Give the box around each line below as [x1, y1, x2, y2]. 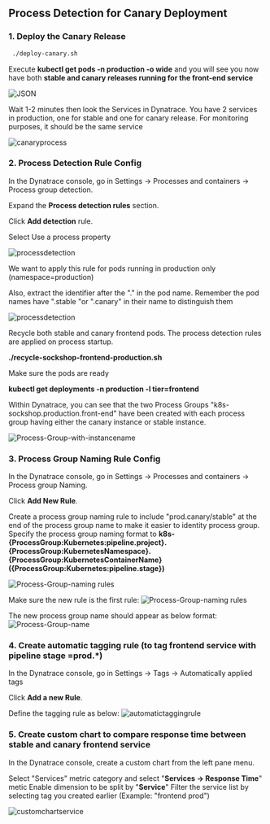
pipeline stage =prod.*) [8, 650, 103, 661]
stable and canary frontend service [8, 739, 150, 751]
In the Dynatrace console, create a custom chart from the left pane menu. [8, 757, 255, 767]
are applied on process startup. [8, 337, 114, 347]
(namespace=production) [8, 272, 94, 281]
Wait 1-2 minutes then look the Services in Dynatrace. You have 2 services [8, 104, 258, 114]
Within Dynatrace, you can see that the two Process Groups [8, 399, 209, 409]
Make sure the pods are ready [8, 368, 110, 377]
